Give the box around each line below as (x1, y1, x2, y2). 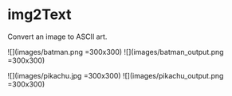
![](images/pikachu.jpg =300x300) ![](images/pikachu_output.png (7, 71, 224, 80)
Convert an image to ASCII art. (7, 32, 108, 41)
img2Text (7, 6, 72, 24)
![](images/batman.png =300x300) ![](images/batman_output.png (7, 47, 224, 56)
